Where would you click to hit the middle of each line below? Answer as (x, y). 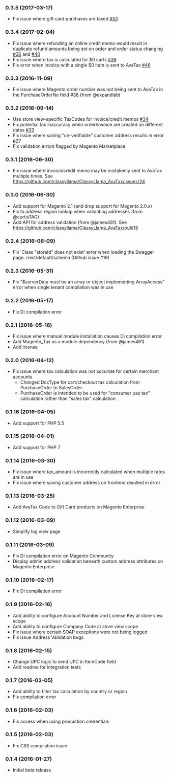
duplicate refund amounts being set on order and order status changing (88, 49)
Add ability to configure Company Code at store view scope (75, 626)
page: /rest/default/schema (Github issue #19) (61, 258)
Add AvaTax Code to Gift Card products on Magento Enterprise (79, 507)
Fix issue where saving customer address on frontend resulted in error (87, 483)
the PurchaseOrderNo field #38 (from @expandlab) (66, 95)
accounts (22, 377)
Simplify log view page (36, 531)
